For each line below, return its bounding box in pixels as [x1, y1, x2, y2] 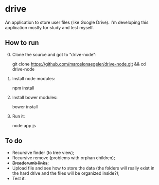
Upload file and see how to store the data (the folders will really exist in [12, 165, 155, 171]
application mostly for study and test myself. [5, 24, 94, 30]
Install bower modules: [12, 94, 58, 100]
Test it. [12, 175, 26, 181]
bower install [12, 103, 38, 110]
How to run [5, 39, 39, 47]
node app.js [12, 122, 36, 128]
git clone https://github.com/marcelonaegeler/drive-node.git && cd [12, 61, 146, 67]
